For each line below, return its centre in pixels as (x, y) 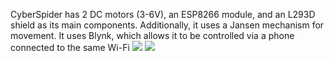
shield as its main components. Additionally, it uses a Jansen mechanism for (167, 25)
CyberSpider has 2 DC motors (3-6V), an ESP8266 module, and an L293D (163, 14)
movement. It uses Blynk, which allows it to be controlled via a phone (152, 35)
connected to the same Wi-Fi (70, 47)
